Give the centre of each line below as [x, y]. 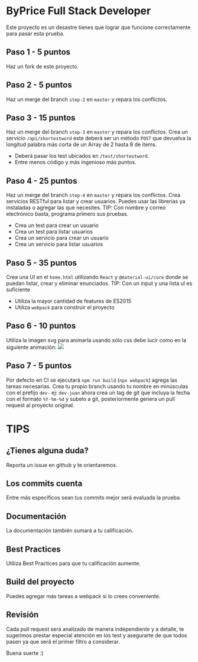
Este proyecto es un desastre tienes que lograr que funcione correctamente [98, 27]
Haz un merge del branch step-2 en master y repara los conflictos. [87, 99]
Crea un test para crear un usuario [56, 225]
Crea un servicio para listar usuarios [59, 244]
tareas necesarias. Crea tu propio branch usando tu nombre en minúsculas [97, 386]
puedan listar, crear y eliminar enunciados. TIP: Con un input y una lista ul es [99, 283]
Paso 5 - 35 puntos [42, 263]
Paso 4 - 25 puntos [42, 181]
